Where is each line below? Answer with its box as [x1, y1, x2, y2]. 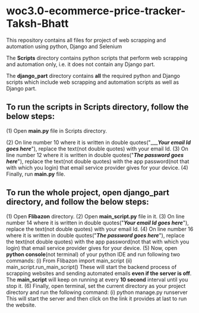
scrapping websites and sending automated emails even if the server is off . [6, 270, 192, 277]
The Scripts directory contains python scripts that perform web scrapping [6, 54, 188, 61]
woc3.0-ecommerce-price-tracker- [6, 4, 186, 18]
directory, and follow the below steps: [6, 197, 150, 207]
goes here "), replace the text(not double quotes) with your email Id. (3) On [6, 145, 189, 152]
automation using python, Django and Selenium [6, 43, 122, 50]
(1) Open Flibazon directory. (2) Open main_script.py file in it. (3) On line [6, 212, 185, 220]
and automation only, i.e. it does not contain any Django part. [6, 61, 156, 68]
